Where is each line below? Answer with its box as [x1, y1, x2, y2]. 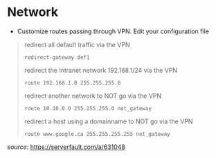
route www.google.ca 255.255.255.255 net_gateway [24, 130, 171, 137]
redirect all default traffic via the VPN [24, 40, 130, 49]
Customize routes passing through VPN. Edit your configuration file [17, 27, 209, 35]
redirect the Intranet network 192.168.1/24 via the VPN [24, 66, 178, 74]
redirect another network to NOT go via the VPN [24, 91, 162, 100]
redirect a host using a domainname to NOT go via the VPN [24, 117, 193, 125]
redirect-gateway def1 [24, 53, 90, 61]
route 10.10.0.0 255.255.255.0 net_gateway [24, 105, 152, 112]
